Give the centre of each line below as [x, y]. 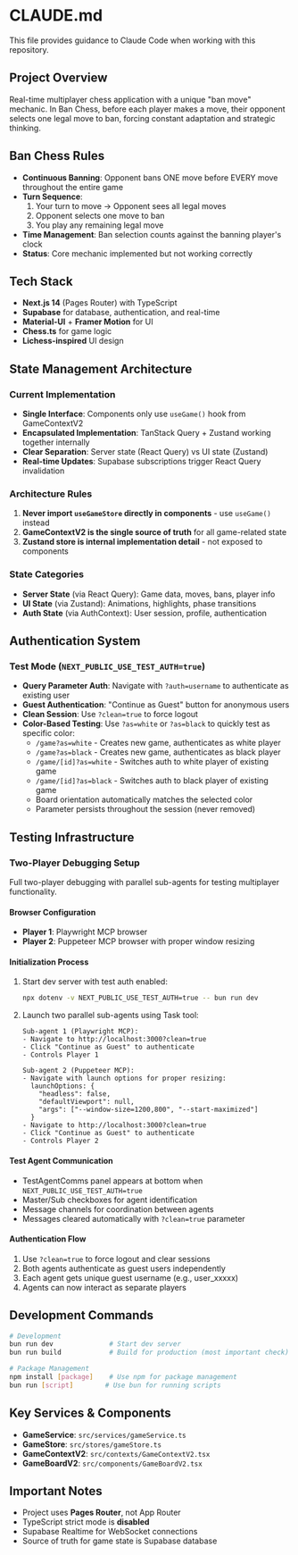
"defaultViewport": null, [87, 1102]
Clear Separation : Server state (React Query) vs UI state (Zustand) [145, 452]
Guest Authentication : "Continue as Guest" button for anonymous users [156, 705]
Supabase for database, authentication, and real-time [121, 313]
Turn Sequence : [52, 196]
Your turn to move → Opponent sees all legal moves [131, 205]
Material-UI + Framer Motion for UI [87, 322]
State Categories [47, 574]
